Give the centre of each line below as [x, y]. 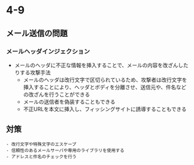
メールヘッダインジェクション [48, 51]
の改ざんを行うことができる [57, 94]
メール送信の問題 [37, 33]
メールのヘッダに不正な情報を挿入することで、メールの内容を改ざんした [101, 65]
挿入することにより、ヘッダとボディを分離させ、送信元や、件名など [105, 87]
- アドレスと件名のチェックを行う [41, 157]
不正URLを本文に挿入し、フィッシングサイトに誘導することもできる [105, 109]
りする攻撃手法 [32, 72]
